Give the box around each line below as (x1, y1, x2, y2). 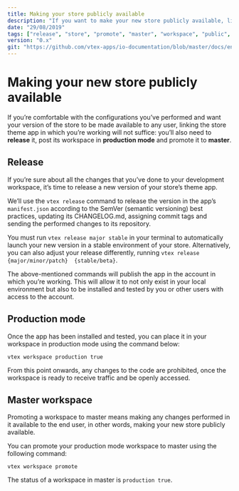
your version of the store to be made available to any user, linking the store (7, 120, 227, 129)
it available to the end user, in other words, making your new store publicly (7, 420, 225, 429)
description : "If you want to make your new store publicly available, (7, 17, 224, 24)
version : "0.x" (7, 37, 53, 44)
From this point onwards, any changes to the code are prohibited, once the (7, 366, 226, 374)
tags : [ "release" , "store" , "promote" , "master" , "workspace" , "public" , (7, 30, 231, 38)
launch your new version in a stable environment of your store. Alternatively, (7, 240, 231, 249)
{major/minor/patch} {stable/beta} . (7, 256, 118, 264)
